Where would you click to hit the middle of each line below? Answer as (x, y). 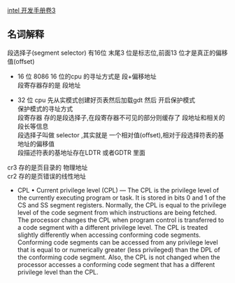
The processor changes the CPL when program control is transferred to (121, 220)
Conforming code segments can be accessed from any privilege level (117, 242)
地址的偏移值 (36, 144)
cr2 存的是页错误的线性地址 (47, 176)
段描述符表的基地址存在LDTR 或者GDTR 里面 (81, 152)
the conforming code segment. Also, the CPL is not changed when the (119, 257)
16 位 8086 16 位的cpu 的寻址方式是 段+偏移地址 (87, 76)
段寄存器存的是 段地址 (49, 85)
